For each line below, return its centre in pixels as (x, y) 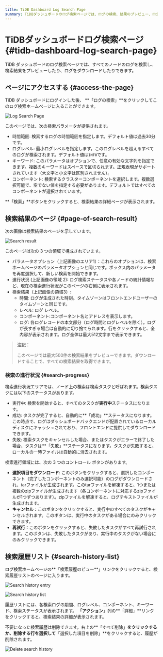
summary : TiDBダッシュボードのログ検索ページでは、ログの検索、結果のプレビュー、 (79, 14)
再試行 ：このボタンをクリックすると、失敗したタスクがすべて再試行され (84, 528)
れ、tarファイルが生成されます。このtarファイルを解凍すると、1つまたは (84, 485)
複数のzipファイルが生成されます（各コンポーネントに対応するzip (78, 491)
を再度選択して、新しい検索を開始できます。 (56, 274)
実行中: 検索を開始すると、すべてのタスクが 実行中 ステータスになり (79, 403)
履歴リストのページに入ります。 (41, 576)
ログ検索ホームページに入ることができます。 (53, 106)
